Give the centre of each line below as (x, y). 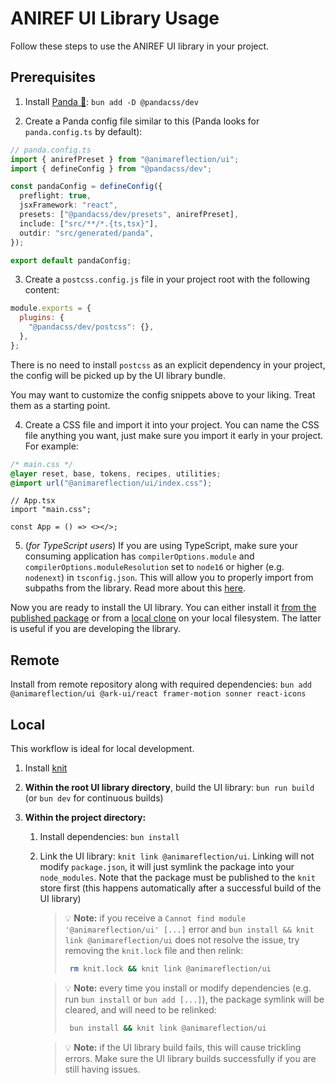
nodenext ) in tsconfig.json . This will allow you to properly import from (169, 578)
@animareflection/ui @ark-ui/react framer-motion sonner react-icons (158, 694)
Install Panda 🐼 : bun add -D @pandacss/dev (111, 101)
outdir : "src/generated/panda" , (87, 233)
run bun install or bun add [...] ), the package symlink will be (194, 999)
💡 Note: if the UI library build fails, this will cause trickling (183, 1047)
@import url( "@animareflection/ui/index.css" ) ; (111, 483)
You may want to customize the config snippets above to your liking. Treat (163, 394)
